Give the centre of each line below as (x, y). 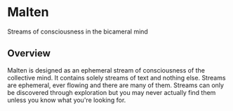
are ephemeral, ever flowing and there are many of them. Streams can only (116, 85)
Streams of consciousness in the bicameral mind (78, 31)
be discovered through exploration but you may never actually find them (112, 92)
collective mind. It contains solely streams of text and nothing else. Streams (116, 77)
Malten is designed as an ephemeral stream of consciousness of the (106, 70)
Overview (29, 53)
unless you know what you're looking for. (67, 100)
